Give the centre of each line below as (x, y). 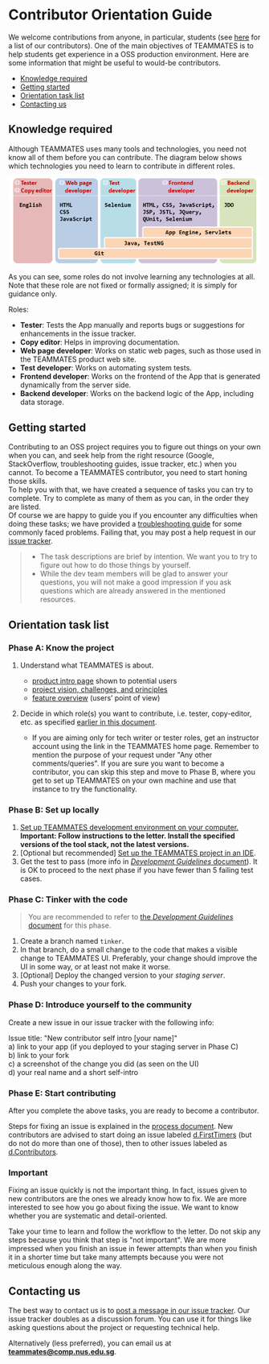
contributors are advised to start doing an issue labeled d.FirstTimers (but (130, 1135)
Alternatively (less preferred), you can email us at (90, 1343)
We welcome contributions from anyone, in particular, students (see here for (134, 37)
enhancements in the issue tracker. (78, 334)
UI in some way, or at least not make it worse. (95, 967)
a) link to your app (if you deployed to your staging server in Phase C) (124, 1046)
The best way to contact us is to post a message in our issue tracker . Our (129, 1311)
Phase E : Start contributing (62, 1093)
